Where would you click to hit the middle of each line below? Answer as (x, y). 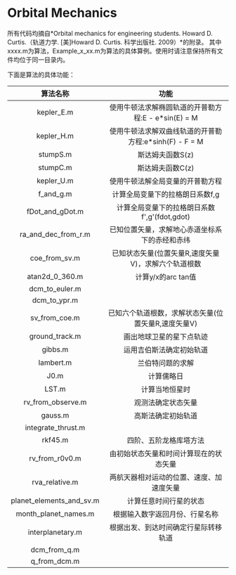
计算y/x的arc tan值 (166, 277)
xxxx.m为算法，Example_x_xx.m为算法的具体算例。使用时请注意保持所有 (112, 51)
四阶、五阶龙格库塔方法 (166, 440)
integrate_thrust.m (55, 427)
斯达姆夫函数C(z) (166, 168)
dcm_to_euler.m (55, 288)
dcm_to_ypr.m (55, 300)
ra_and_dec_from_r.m (55, 234)
